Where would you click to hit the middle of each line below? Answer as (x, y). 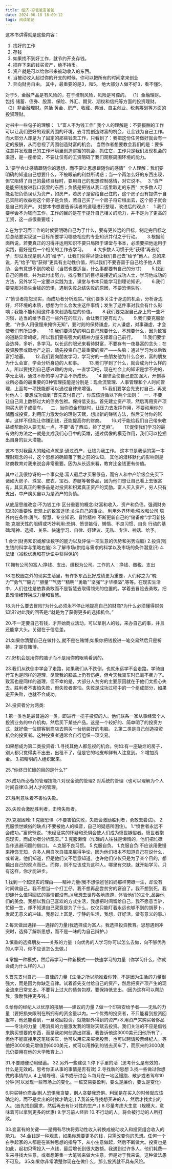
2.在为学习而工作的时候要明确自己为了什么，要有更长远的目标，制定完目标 (84, 230)
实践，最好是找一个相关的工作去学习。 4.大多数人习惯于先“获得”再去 (80, 250)
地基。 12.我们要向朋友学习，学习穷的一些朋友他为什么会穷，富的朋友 (90, 356)
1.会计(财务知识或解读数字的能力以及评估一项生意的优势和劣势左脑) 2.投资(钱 (86, 541)
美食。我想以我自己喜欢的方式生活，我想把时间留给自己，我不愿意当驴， (90, 901)
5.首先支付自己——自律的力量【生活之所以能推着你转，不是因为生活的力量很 (86, 977)
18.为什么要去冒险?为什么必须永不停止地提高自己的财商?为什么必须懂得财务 (84, 606)
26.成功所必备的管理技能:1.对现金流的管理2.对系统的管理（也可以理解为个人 (85, 781)
